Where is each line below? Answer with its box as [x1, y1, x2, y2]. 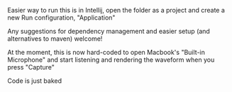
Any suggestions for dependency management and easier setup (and [7, 27, 211, 35]
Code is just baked [7, 77, 62, 85]
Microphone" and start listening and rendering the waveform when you [7, 55, 215, 64]
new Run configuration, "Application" [7, 13, 116, 22]
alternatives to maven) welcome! [7, 34, 103, 43]
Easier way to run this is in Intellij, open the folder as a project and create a [7, 6, 226, 14]
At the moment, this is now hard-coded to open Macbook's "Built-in [7, 48, 206, 56]
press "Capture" [7, 63, 55, 71]
